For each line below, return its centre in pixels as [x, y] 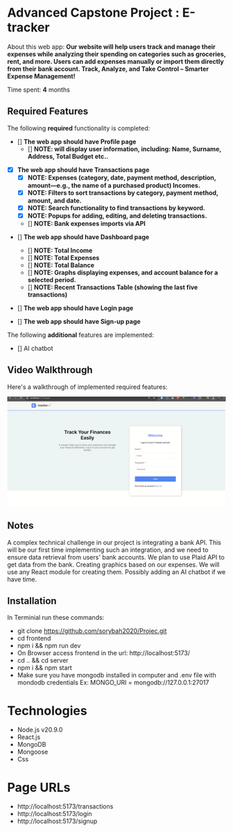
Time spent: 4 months [39, 89]
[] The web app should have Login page [75, 308]
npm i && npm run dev [49, 645]
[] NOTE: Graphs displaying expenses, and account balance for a [123, 272]
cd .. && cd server [43, 661]
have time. [22, 579]
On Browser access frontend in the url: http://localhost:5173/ [104, 653]
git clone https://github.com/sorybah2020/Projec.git [92, 631]
